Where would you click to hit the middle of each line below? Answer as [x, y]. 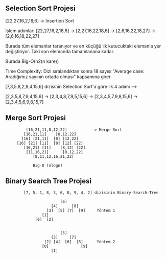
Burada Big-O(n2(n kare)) [32, 61]
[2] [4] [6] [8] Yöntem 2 [80, 242]
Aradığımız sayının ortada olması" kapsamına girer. [58, 77]
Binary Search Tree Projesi [49, 181]
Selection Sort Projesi [40, 8]
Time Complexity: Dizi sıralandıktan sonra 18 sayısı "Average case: [75, 71]
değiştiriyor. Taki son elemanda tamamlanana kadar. [60, 51]
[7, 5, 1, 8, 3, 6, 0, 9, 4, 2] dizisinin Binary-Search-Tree [91, 193]
